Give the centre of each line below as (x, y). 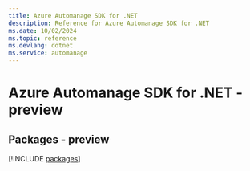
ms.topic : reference (43, 38)
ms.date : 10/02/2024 (43, 31)
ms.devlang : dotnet (41, 46)
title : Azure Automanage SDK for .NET (73, 16)
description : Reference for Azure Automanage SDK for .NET (109, 23)
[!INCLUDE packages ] (44, 159)
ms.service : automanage (48, 53)
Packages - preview (59, 139)
